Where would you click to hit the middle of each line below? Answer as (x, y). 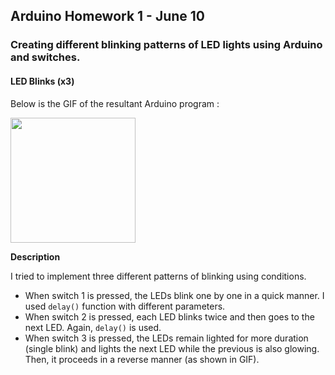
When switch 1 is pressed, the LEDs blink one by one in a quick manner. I (174, 295)
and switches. (45, 57)
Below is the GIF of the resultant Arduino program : (115, 103)
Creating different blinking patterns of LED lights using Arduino (166, 45)
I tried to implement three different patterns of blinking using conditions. (158, 276)
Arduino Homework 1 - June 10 (108, 16)
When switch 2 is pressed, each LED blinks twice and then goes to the (169, 316)
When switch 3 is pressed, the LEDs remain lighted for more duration (166, 338)
